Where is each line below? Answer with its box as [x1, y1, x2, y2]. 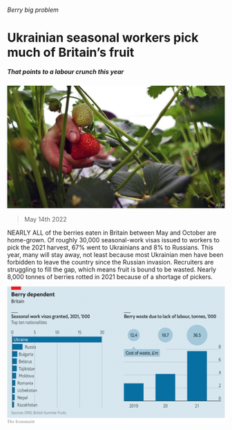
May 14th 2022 [23, 215, 67, 224]
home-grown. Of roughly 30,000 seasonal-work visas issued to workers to [7, 236, 220, 244]
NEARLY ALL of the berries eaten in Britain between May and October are [7, 229, 217, 237]
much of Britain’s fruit [7, 44, 135, 60]
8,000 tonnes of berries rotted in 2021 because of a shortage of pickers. [7, 273, 213, 281]
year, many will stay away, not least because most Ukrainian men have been [7, 251, 224, 259]
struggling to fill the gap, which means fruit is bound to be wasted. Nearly [7, 265, 216, 274]
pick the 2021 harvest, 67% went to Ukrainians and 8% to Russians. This [7, 243, 214, 252]
